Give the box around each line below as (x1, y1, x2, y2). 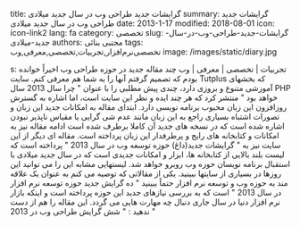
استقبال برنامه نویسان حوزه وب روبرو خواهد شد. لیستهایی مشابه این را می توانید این (10, 159, 291, 169)
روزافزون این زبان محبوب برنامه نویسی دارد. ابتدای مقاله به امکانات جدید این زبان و (10, 102, 287, 112)
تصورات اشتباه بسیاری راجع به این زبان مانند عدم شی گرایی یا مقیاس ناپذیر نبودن (10, 112, 280, 121)
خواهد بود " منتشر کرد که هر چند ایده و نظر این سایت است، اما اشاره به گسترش (10, 92, 279, 103)
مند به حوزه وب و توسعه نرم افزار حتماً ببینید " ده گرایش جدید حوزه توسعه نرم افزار (10, 178, 288, 188)
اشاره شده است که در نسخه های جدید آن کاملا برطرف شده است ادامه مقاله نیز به (10, 121, 285, 131)
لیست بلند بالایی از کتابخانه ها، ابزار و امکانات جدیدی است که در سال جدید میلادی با (10, 149, 285, 160)
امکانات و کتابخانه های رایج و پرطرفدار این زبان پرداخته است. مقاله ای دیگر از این (10, 130, 279, 140)
